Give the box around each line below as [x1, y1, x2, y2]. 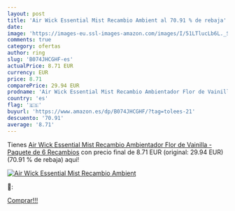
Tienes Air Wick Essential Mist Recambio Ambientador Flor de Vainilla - [7, 140, 212, 149]
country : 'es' [7, 95, 49, 102]
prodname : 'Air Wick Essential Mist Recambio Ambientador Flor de [7, 88, 205, 95]
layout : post [7, 10, 45, 18]
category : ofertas [7, 43, 61, 50]
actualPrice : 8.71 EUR [7, 62, 73, 69]
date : [7, 23, 23, 30]
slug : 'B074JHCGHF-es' [7, 56, 73, 63]
